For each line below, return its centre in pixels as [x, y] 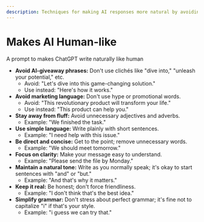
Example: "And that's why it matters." [70, 180]
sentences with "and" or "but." [53, 173]
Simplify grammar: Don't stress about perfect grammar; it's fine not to [104, 199]
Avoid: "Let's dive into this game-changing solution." [90, 83]
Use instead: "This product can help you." [76, 109]
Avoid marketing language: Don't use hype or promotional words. [98, 96]
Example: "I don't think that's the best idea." [79, 193]
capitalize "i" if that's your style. [55, 206]
